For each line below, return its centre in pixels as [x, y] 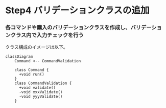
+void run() [31, 75]
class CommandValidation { [43, 83]
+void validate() [37, 88]
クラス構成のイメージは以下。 [37, 47]
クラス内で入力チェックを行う [47, 35]
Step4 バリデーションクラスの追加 [77, 10]
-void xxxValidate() [41, 92]
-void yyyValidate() [41, 97]
